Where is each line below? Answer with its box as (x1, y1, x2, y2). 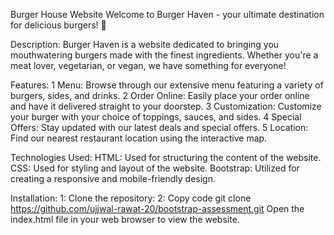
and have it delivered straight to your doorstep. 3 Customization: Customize (10, 100, 322, 112)
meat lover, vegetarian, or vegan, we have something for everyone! (10, 60, 287, 71)
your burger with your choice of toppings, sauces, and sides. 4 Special (10, 111, 302, 123)
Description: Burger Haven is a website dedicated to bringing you (10, 39, 280, 50)
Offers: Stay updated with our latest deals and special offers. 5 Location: (10, 122, 309, 133)
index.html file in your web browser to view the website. (10, 214, 240, 225)
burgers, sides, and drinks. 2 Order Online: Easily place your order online (10, 90, 310, 101)
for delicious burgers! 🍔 (10, 19, 107, 31)
